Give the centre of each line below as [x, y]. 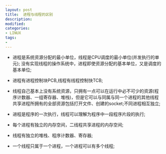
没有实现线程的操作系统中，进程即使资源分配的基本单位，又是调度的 [91, 63]
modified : [15, 24]
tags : [11, 38]
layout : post [19, 10]
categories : [17, 28]
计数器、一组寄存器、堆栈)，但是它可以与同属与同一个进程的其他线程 [88, 97]
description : [19, 19]
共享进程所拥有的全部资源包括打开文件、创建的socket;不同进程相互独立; [86, 103]
